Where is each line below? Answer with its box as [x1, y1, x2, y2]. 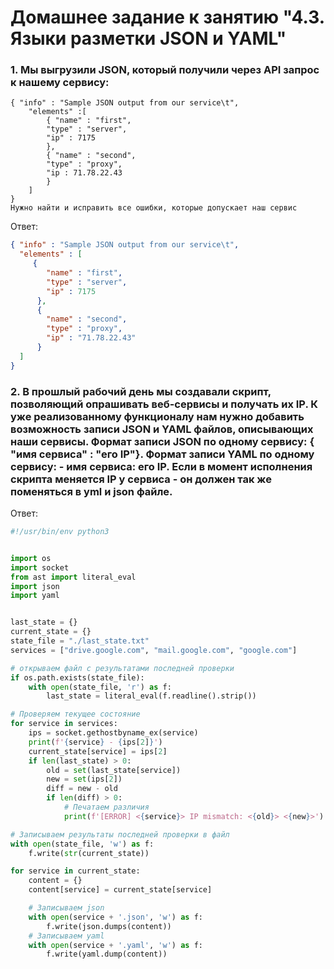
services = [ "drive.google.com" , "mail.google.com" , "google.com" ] [10, 645, 298, 655]
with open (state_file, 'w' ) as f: [10, 839, 155, 849]
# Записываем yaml [28, 931, 105, 941]
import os [10, 553, 52, 563]
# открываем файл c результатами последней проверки [10, 663, 235, 673]
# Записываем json [28, 903, 105, 913]
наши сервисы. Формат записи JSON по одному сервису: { [10, 434, 315, 448]
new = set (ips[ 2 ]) [46, 774, 123, 785]
